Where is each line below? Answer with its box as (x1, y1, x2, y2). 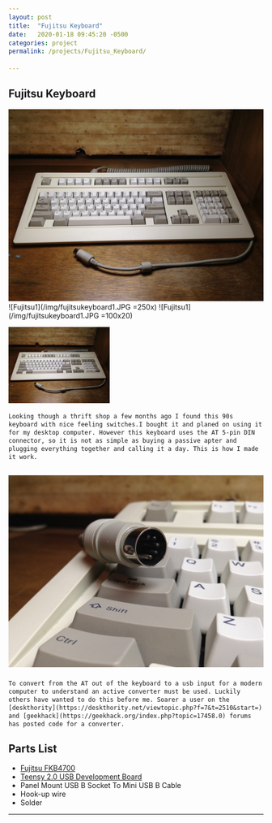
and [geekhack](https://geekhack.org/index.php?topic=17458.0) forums (8, 712, 252, 720)
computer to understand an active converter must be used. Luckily (8, 687, 241, 695)
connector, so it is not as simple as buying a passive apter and (8, 436, 237, 444)
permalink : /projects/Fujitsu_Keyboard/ (8, 47, 147, 56)
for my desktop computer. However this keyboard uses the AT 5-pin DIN (8, 428, 255, 436)
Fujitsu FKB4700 (19, 764, 75, 773)
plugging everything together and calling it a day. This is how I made (8, 444, 259, 453)
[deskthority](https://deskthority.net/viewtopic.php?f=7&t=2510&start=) (8, 704, 263, 712)
